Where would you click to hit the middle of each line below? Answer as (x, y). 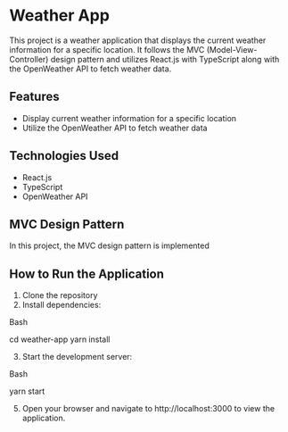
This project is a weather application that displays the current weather (138, 40)
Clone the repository (60, 295)
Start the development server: (77, 357)
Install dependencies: (62, 305)
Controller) (29, 59)
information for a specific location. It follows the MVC (107, 49)
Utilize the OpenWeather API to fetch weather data (115, 128)
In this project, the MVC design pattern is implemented (109, 245)
